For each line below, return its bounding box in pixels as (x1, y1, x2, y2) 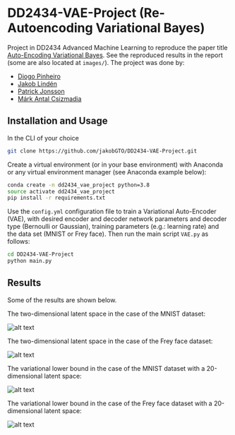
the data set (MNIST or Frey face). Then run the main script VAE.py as (7, 230, 209, 238)
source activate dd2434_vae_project (7, 188, 115, 195)
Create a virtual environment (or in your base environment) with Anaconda (7, 160, 224, 169)
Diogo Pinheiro (17, 72, 61, 81)
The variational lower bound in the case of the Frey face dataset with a (7, 399, 213, 407)
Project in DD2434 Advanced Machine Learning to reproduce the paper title (7, 43, 228, 52)
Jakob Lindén (17, 79, 58, 88)
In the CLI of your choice (7, 133, 79, 142)
